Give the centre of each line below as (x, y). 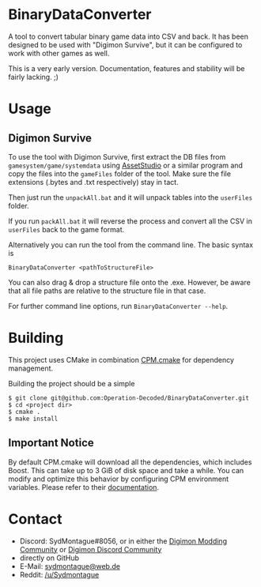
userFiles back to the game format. (66, 229)
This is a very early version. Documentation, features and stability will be (127, 68)
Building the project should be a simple (72, 383)
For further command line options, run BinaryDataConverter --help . (118, 306)
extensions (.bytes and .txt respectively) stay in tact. (94, 182)
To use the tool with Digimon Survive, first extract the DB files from (117, 156)
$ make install (33, 419)
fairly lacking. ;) (34, 77)
